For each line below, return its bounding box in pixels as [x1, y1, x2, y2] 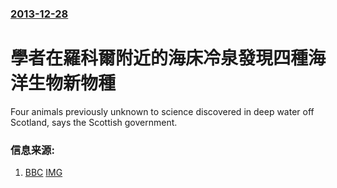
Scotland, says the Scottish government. [10, 116, 178, 128]
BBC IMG [24, 167, 63, 179]
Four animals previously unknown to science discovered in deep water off [10, 105, 315, 117]
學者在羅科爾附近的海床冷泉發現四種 [10, 47, 309, 70]
